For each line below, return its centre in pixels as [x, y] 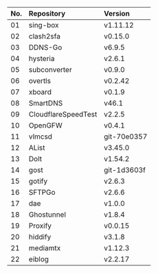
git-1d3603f [125, 170]
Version [117, 13]
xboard [40, 92]
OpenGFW [46, 125]
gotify [38, 181]
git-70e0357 [126, 136]
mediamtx [45, 248]
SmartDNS [46, 103]
